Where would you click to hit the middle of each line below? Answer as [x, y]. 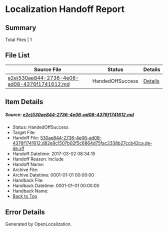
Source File [47, 69]
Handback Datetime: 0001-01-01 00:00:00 [56, 185]
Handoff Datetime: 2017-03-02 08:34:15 [54, 154]
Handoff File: [26, 138]
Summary [21, 28]
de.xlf [18, 148]
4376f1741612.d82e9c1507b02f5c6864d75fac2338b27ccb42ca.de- [82, 143]
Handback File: [28, 180]
